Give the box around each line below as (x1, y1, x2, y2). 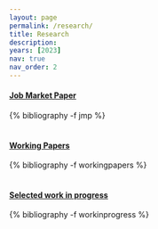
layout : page (9, 12, 58, 22)
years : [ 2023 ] (9, 46, 62, 55)
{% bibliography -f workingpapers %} (9, 159, 147, 170)
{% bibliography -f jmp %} (9, 110, 106, 121)
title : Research (9, 29, 69, 38)
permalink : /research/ (9, 21, 93, 30)
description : (9, 37, 58, 47)
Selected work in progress (9, 189, 108, 200)
